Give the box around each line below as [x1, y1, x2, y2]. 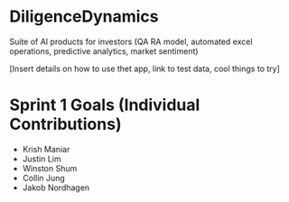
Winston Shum [22, 162, 78, 173]
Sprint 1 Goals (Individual [9, 95, 200, 115]
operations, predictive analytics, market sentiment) [9, 45, 199, 56]
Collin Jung [22, 172, 65, 183]
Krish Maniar [22, 143, 70, 154]
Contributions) [9, 115, 122, 134]
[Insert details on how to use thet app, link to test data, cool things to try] [9, 63, 280, 74]
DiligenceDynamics [9, 6, 160, 27]
